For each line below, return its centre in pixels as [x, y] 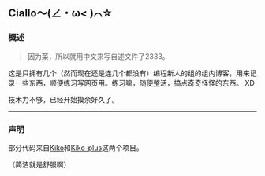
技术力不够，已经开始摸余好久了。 [63, 99]
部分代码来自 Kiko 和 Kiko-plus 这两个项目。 [76, 148]
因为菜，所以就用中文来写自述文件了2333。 [98, 56]
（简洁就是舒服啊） [39, 164]
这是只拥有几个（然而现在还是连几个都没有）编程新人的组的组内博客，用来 [129, 73]
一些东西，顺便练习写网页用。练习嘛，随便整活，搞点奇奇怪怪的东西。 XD [134, 82]
